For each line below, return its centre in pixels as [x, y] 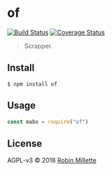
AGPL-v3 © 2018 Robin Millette [52, 160]
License [25, 143]
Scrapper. [38, 46]
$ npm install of [32, 84]
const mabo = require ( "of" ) [48, 122]
